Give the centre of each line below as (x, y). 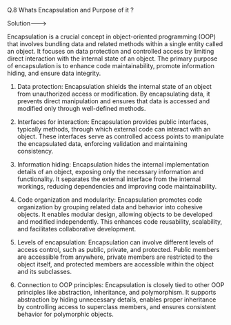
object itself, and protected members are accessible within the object (115, 264)
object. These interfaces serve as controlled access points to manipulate (120, 136)
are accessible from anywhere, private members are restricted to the (115, 257)
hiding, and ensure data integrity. (54, 73)
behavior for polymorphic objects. (65, 314)
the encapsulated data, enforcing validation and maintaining (102, 144)
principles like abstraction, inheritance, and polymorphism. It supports (117, 292)
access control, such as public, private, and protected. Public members (118, 250)
